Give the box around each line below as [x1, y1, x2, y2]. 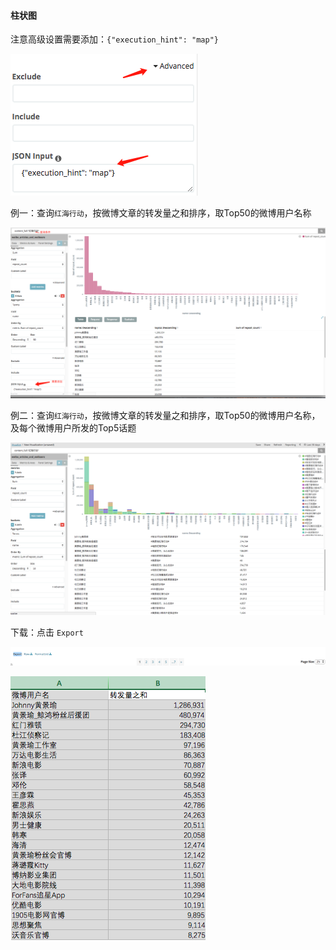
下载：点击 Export [10, 626, 84, 639]
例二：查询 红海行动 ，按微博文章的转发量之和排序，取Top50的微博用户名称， [10, 410, 321, 422]
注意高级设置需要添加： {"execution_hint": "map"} [10, 33, 219, 45]
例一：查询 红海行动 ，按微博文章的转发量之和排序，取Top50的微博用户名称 [10, 207, 312, 219]
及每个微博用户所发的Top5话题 [10, 422, 137, 434]
